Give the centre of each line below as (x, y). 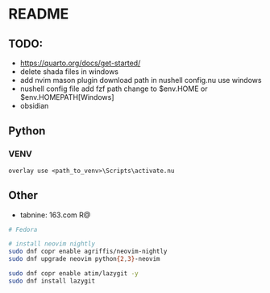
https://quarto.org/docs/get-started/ (80, 63)
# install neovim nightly (52, 244)
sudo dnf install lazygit (52, 281)
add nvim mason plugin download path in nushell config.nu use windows (141, 80)
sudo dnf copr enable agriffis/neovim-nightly (88, 252)
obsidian (34, 106)
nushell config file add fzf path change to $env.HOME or (114, 89)
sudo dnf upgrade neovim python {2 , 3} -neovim (84, 259)
